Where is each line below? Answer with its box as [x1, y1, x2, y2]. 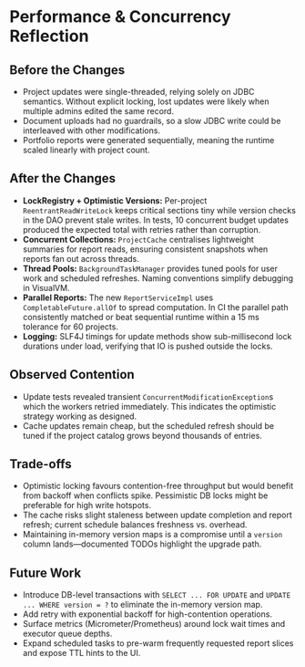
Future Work [9, 565, 82, 580]
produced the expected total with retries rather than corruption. [22, 224, 261, 234]
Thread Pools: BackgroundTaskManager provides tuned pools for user [22, 263, 279, 274]
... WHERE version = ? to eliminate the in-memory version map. [22, 599, 263, 610]
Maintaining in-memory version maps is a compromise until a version [22, 529, 283, 540]
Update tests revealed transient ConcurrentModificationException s [22, 391, 274, 402]
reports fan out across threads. [22, 253, 139, 264]
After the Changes [9, 171, 117, 186]
